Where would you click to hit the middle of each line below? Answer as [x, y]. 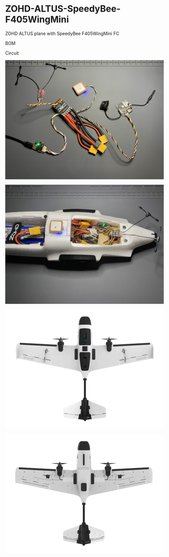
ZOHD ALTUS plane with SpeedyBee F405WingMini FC [62, 33]
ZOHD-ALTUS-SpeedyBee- [63, 9]
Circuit [12, 53]
